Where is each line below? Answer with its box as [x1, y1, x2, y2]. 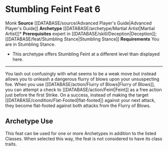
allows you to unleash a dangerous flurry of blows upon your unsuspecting [5, 76, 159, 82]
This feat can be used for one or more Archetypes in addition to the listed [5, 130, 156, 136]
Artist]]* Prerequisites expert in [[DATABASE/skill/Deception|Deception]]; [5, 30, 157, 36]
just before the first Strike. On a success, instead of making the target [5, 91, 148, 98]
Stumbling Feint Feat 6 [5, 3, 101, 15]
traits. [5, 141, 17, 147]
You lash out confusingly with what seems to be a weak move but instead [5, 70, 156, 76]
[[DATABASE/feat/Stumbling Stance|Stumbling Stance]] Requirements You [5, 36, 159, 42]
